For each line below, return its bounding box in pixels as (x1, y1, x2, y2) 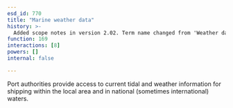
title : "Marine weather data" (7, 17, 95, 23)
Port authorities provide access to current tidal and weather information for (7, 80, 222, 88)
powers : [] (7, 49, 39, 56)
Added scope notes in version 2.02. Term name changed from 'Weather (13, 29, 218, 36)
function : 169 (7, 36, 49, 43)
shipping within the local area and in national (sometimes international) (7, 87, 209, 95)
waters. (7, 94, 29, 102)
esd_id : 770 (7, 10, 42, 17)
